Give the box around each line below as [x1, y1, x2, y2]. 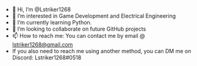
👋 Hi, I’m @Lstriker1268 [12, 6, 71, 13]
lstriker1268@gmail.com [12, 41, 73, 48]
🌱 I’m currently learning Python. [12, 19, 92, 26]
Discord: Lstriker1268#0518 [12, 54, 82, 61]
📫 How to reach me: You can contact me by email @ [12, 32, 145, 39]
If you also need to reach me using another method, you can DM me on [12, 48, 192, 54]
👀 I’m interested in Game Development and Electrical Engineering [12, 12, 176, 20]
